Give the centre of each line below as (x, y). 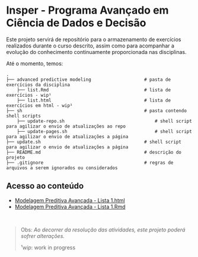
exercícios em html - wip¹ (39, 105)
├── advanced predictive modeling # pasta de (88, 80)
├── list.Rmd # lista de (94, 90)
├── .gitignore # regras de (90, 163)
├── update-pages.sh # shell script (105, 131)
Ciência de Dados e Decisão (76, 23)
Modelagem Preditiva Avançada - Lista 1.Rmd (70, 207)
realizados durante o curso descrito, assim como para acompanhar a (90, 46)
